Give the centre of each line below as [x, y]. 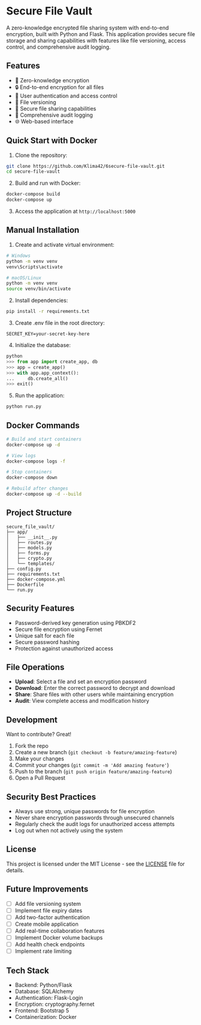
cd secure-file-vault [33, 172]
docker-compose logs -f [36, 461]
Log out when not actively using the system [69, 830]
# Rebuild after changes [37, 488]
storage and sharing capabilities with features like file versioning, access [96, 40]
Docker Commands [43, 425]
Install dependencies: [41, 300]
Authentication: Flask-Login [49, 997]
